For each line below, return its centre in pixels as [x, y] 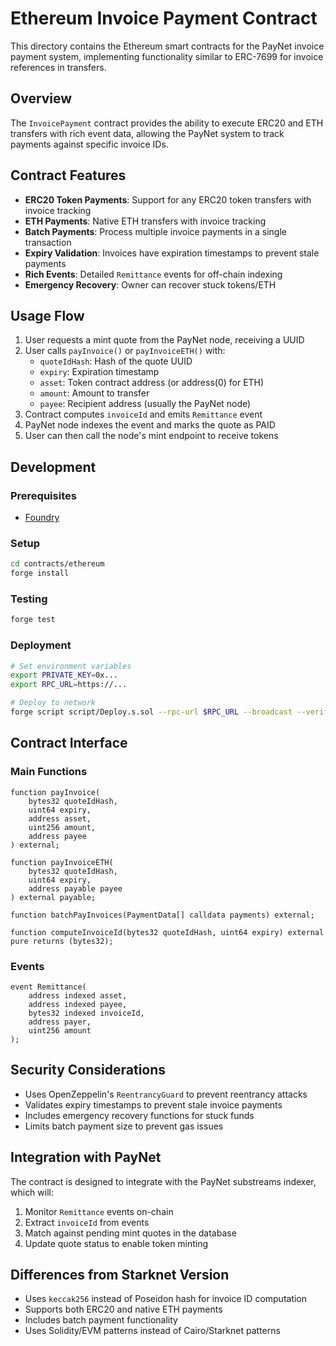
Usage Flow [47, 315]
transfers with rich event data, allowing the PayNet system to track [147, 133]
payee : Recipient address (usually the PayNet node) [145, 404]
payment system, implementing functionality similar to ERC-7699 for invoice [167, 56]
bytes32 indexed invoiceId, [86, 1013]
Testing [29, 599]
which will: [32, 1192]
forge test [33, 620]
